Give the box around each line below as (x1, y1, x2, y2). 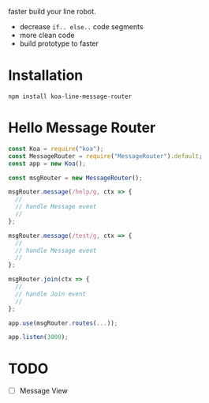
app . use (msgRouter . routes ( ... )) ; (8, 319, 118, 327)
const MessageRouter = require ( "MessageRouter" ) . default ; (8, 152, 203, 160)
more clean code (19, 31, 75, 40)
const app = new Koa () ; (8, 160, 87, 168)
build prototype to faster (19, 39, 99, 48)
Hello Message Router (8, 119, 156, 137)
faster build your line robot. (8, 7, 96, 16)
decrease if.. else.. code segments (19, 22, 144, 31)
